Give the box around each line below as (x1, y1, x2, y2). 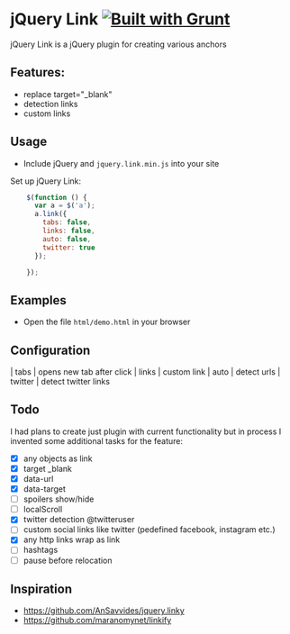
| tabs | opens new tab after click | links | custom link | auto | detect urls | (10, 367, 281, 377)
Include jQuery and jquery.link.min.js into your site (23, 158, 220, 168)
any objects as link (23, 453, 93, 464)
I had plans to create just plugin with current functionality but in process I (10, 426, 282, 437)
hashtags (23, 545, 59, 556)
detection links (23, 98, 78, 109)
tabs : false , (42, 218, 92, 227)
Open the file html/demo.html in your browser (23, 316, 191, 328)
